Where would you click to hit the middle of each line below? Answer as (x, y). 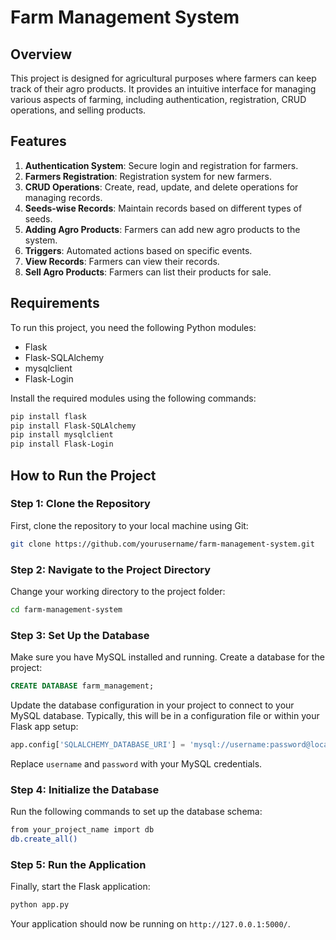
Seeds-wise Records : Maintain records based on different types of (163, 208)
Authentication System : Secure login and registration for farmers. (161, 165)
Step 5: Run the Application (78, 864)
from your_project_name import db (82, 830)
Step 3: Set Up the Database (80, 635)
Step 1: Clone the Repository (80, 504)
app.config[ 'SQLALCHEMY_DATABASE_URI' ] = (98, 745)
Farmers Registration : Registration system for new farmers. (148, 176)
